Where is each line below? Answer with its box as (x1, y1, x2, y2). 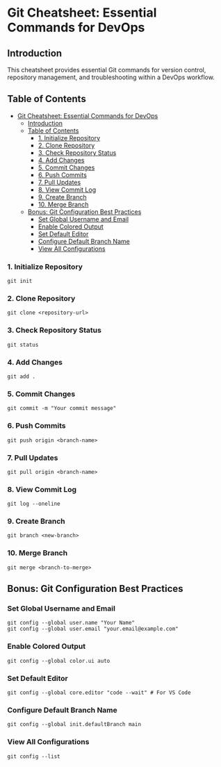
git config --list (7, 752, 60, 760)
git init (7, 278, 33, 285)
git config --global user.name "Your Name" (7, 620, 136, 627)
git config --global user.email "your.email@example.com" (7, 625, 179, 633)
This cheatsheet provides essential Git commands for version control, (7, 66, 206, 74)
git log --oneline (7, 500, 60, 508)
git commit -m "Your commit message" (7, 405, 117, 412)
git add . (7, 373, 36, 380)
